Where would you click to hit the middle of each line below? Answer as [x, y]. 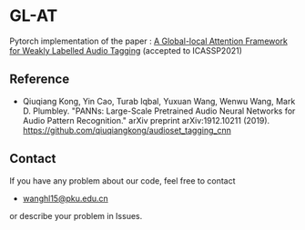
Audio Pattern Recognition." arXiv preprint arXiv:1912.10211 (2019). [146, 120]
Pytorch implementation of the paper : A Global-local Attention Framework [149, 41]
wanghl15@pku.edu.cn [66, 198]
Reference [40, 80]
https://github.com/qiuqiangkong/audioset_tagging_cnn [127, 130]
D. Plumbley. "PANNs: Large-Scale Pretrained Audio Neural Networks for [159, 111]
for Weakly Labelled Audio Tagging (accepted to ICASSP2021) [126, 50]
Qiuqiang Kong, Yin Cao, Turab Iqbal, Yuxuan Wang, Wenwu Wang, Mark [159, 101]
